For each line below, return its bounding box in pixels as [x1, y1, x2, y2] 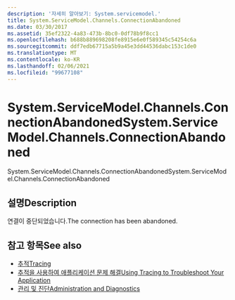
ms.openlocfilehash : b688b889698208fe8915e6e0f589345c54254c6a [7, 37, 197, 44]
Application [17, 276, 51, 285]
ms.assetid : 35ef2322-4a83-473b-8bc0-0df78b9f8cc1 [7, 30, 159, 37]
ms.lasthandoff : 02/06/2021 [7, 63, 90, 70]
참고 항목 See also [7, 240, 82, 252]
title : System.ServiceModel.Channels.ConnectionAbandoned [7, 17, 181, 24]
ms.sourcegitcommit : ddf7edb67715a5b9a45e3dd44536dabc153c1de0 [7, 43, 197, 50]
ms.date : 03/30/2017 [7, 23, 68, 30]
